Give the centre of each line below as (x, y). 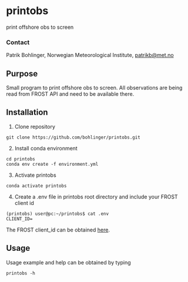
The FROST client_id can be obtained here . (58, 230)
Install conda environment (46, 148)
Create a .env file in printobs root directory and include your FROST (96, 197)
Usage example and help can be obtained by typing (68, 262)
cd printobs (21, 159)
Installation (27, 113)
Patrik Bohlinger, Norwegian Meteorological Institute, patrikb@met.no (90, 55)
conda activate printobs (36, 186)
